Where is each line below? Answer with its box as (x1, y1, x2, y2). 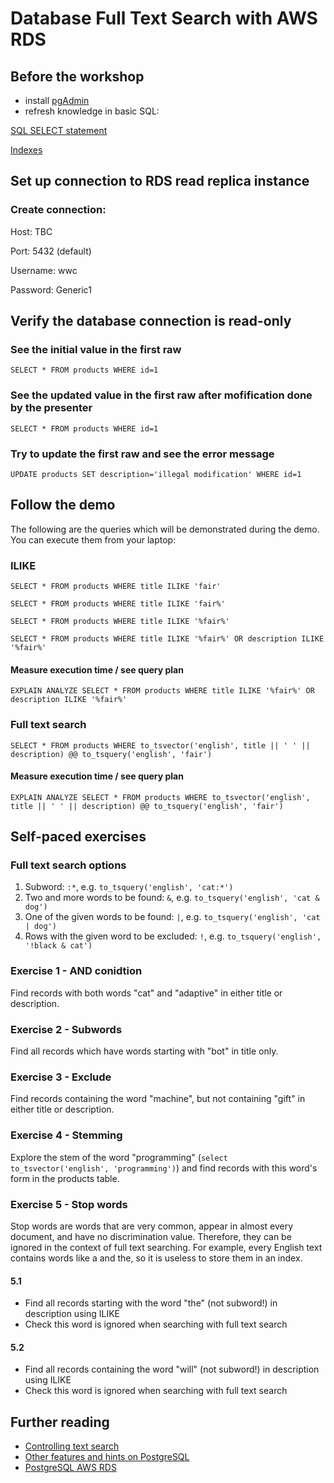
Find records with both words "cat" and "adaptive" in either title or (10, 987, 283, 999)
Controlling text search (24, 1440, 120, 1452)
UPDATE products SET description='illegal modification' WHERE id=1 (10, 469, 302, 479)
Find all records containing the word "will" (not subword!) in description (24, 1363, 320, 1376)
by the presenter (10, 401, 93, 415)
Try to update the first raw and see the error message (10, 447, 275, 461)
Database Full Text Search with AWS (10, 7, 318, 30)
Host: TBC (10, 225, 53, 237)
